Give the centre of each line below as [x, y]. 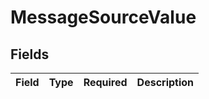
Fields [30, 54]
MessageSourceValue [103, 17]
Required [105, 82]
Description [165, 82]
